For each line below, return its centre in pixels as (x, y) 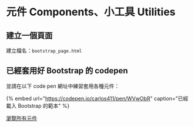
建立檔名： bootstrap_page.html (44, 51)
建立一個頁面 (29, 35)
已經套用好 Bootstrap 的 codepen (67, 71)
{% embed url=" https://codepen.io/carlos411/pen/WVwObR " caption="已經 (97, 98)
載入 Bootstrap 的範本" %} (38, 105)
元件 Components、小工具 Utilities (91, 12)
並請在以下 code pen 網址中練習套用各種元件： (63, 86)
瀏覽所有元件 (21, 118)
